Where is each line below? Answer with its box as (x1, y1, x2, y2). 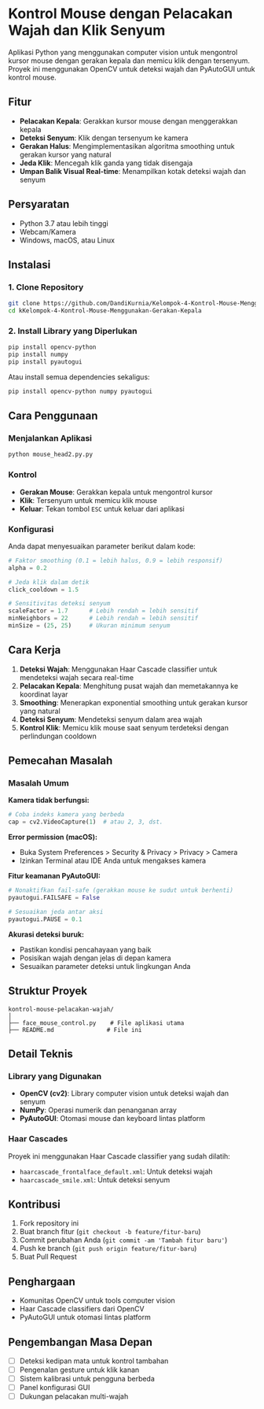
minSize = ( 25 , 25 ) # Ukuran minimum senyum (8, 622, 170, 630)
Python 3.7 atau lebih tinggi (19, 218, 108, 228)
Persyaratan (8, 198, 70, 211)
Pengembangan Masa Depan (8, 1335, 153, 1348)
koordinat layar (19, 690, 68, 699)
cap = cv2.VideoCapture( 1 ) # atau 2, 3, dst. (8, 818, 163, 827)
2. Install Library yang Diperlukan (8, 325, 137, 336)
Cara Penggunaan (8, 409, 98, 423)
